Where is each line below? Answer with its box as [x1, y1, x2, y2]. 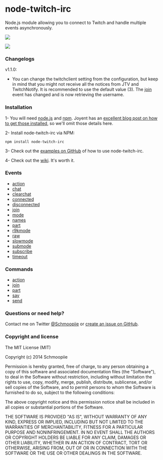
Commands [5, 266, 33, 272]
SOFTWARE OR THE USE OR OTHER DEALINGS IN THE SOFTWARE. [5, 450, 142, 456]
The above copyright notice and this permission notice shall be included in [5, 399, 155, 405]
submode [12, 243, 32, 249]
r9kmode [12, 227, 31, 233]
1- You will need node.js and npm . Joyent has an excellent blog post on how [5, 115, 158, 121]
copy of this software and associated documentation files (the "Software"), [5, 368, 156, 374]
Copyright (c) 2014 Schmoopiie [5, 354, 68, 360]
